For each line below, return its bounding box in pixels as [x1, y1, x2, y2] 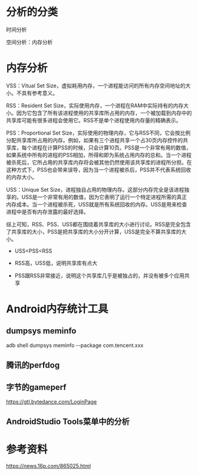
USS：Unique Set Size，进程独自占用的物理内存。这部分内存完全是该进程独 [6, 186, 190, 193]
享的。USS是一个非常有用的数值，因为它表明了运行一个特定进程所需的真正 [6, 193, 187, 201]
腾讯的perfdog [6, 361, 60, 371]
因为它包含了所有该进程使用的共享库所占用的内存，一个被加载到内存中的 [16, 109, 192, 116]
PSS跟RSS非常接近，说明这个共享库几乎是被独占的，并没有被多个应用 [14, 272, 184, 279]
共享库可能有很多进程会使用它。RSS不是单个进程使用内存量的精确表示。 [6, 116, 181, 124]
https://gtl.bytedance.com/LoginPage [6, 398, 97, 405]
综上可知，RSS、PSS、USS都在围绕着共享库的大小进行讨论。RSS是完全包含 [6, 221, 192, 228]
